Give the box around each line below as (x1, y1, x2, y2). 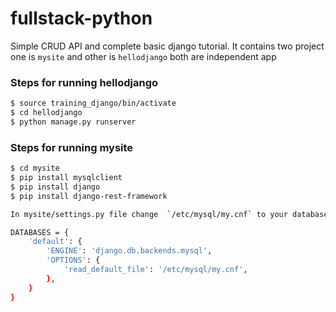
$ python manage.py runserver (10, 117, 137, 127)
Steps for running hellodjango (10, 75, 159, 89)
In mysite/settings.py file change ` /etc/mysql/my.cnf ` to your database (10, 209, 329, 219)
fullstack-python (10, 7, 153, 30)
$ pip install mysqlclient (10, 173, 123, 183)
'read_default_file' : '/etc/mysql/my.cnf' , (63, 265, 248, 275)
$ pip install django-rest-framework (10, 191, 168, 201)
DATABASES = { (10, 227, 70, 237)
